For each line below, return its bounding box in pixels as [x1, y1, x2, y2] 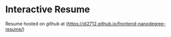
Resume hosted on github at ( [5, 21, 68, 27]
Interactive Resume [5, 4, 90, 15]
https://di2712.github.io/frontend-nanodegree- [67, 21, 166, 27]
